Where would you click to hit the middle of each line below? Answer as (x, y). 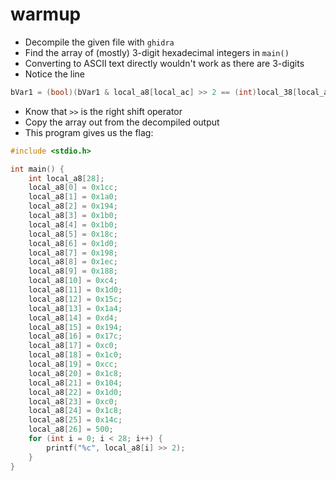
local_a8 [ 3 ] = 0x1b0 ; (73, 216)
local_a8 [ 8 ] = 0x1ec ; (73, 262)
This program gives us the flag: (89, 132)
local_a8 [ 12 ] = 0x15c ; (75, 299)
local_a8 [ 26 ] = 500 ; (71, 429)
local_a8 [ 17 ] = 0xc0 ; (73, 346)
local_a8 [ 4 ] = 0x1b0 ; (73, 224)
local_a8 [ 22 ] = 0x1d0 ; (75, 392)
